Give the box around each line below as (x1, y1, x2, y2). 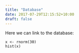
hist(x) (5, 44, 21, 49)
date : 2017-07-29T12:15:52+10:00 (5, 12, 75, 17)
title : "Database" (5, 7, 43, 12)
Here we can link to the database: (5, 30, 74, 36)
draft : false (5, 16, 32, 21)
